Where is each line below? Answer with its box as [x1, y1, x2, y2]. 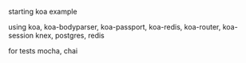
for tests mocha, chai [8, 46, 78, 55]
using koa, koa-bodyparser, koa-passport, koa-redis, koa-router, [8, 22, 221, 31]
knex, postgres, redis [35, 31, 105, 40]
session [8, 31, 34, 40]
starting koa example [8, 7, 77, 16]
